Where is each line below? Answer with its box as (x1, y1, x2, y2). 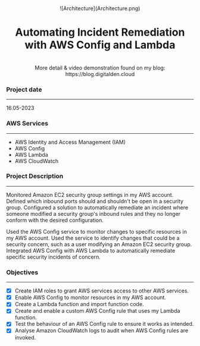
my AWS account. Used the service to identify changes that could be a (6, 234, 180, 241)
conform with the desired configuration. (6, 216, 104, 224)
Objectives (6, 268, 39, 276)
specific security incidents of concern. (6, 253, 101, 260)
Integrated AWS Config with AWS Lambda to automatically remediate (6, 247, 176, 254)
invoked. (14, 334, 36, 341)
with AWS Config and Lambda (24, 38, 176, 52)
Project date (6, 85, 42, 93)
